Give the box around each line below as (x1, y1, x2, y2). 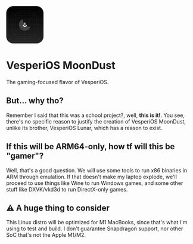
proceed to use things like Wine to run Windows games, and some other (6, 179, 183, 187)
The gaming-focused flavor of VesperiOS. (6, 78, 109, 85)
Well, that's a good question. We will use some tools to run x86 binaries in (6, 166, 188, 174)
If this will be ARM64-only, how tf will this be (6, 141, 175, 152)
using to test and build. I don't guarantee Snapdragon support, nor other (6, 225, 183, 232)
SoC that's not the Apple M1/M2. (6, 231, 86, 239)
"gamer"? (6, 151, 44, 161)
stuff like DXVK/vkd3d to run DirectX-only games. (6, 186, 128, 193)
